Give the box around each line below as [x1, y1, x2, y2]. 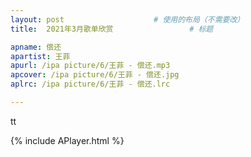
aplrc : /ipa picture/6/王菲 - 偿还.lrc [10, 79, 171, 90]
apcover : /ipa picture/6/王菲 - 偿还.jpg [10, 70, 180, 80]
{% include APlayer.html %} [10, 134, 125, 146]
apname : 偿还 [10, 42, 62, 52]
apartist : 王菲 [10, 51, 71, 61]
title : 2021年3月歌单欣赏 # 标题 [10, 24, 214, 34]
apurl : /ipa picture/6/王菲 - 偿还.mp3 [10, 61, 171, 71]
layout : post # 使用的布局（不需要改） [10, 14, 245, 25]
